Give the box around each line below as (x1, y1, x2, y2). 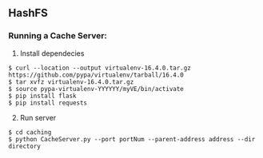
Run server (19, 113, 57, 122)
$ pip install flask (8, 92, 78, 100)
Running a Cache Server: (8, 30, 108, 41)
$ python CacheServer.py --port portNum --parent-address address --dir (8, 135, 256, 143)
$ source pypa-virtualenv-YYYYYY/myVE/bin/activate (8, 85, 184, 93)
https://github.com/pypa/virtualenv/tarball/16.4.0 (8, 71, 184, 79)
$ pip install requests (8, 99, 88, 107)
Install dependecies (19, 48, 85, 58)
